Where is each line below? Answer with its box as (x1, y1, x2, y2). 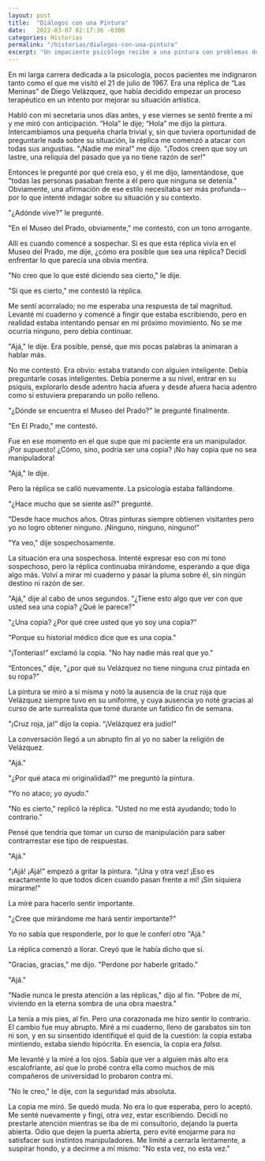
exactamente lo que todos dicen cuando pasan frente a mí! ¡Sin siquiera (8, 875, 242, 884)
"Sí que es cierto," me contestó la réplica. (8, 286, 144, 295)
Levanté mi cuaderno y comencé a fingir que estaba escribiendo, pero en (8, 309, 247, 319)
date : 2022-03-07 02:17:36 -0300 (8, 26, 125, 34)
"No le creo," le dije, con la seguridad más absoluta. (8, 1087, 177, 1095)
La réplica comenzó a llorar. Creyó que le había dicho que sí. (8, 945, 205, 953)
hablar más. (8, 350, 47, 359)
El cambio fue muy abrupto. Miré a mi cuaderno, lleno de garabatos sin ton (8, 1023, 251, 1032)
